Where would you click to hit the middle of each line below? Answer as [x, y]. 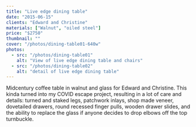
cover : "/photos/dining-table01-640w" [53, 44]
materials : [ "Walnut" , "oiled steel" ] [53, 28]
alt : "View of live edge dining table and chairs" [80, 60]
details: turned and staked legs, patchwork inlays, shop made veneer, [90, 101]
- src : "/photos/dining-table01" [52, 55]
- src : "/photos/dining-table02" [52, 66]
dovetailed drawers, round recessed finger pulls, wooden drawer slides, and [98, 107]
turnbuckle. [20, 119]
